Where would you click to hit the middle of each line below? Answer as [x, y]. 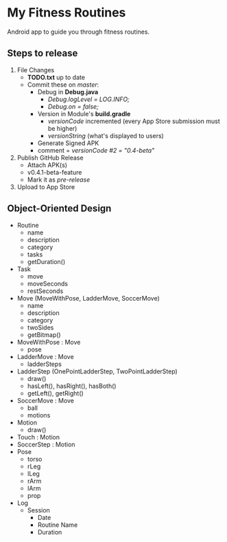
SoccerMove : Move [45, 400]
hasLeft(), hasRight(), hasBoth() [72, 386]
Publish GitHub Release [50, 158]
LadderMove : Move [45, 356]
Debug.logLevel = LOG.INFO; [89, 99]
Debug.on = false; [73, 106]
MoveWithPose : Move [49, 342]
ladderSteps [44, 364]
